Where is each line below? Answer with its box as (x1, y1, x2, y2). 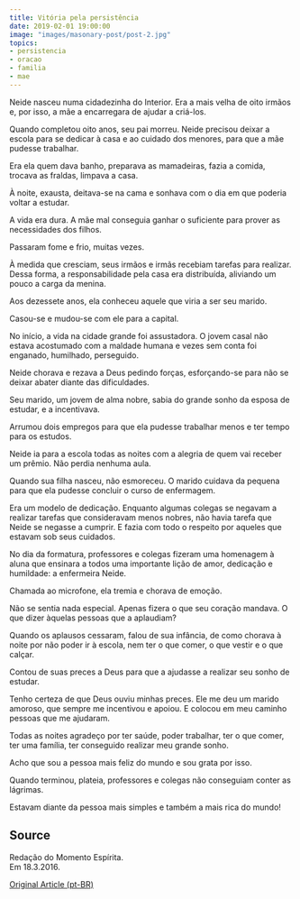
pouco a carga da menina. (9, 278, 106, 289)
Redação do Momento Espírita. (9, 851, 124, 862)
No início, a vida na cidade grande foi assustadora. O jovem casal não (9, 330, 268, 341)
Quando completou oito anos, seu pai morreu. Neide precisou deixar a (9, 124, 270, 134)
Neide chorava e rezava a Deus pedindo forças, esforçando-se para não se (9, 367, 289, 378)
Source (9, 828, 51, 843)
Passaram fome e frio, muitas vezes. (9, 241, 145, 252)
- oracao (9, 55, 42, 64)
